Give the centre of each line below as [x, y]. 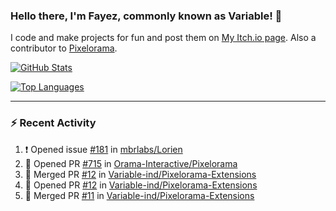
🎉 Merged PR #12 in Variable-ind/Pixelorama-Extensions [140, 174]
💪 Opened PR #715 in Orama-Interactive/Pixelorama [131, 163]
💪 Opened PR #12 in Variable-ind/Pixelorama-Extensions [141, 185]
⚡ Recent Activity [53, 123]
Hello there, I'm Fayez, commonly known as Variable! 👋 [146, 16]
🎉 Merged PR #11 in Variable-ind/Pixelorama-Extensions [139, 195]
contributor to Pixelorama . [64, 48]
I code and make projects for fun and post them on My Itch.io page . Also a [163, 38]
